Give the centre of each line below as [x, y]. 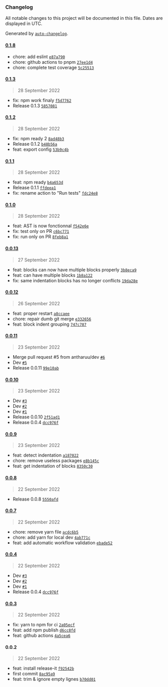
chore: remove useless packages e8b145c [56, 461]
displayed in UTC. [24, 23]
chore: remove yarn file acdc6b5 [45, 532]
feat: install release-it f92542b [43, 668]
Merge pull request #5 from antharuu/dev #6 [59, 357]
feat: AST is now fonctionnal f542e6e [51, 226]
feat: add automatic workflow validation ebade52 [62, 543]
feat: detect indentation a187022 [46, 455]
